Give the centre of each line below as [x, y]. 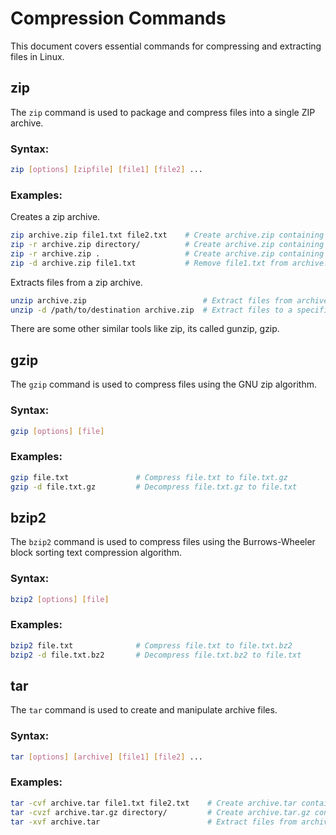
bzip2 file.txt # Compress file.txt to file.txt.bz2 [151, 645]
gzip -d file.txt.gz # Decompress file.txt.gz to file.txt [154, 487]
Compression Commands [118, 18]
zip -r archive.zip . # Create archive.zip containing [167, 253]
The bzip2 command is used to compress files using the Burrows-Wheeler [163, 542]
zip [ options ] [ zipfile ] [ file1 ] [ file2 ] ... [107, 170]
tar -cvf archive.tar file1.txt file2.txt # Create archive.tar [154, 803]
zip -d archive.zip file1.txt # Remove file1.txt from [149, 263]
